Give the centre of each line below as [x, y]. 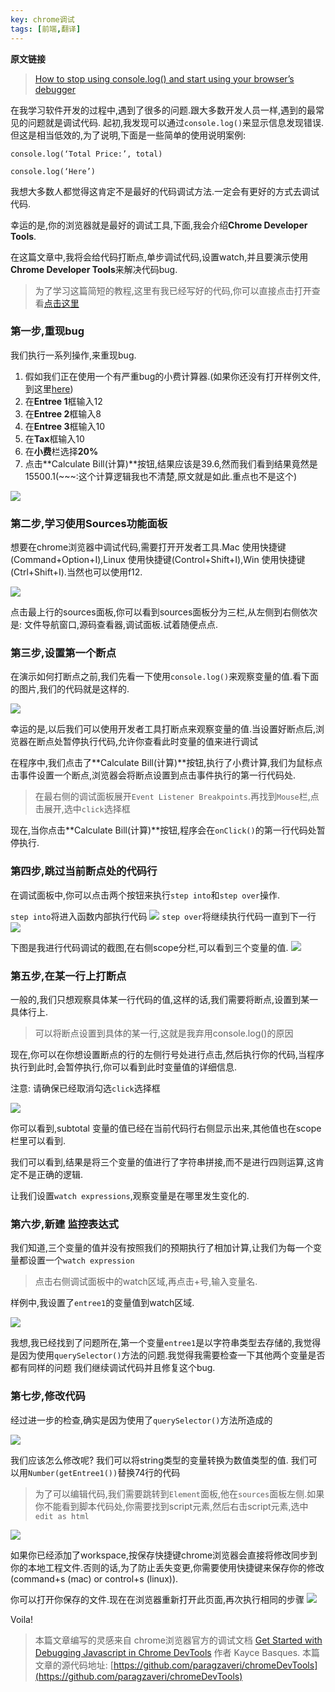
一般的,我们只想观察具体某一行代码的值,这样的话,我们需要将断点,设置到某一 [164, 999]
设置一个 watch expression [81, 1260]
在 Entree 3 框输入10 [65, 426]
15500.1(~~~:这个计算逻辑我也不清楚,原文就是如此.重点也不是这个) [161, 476]
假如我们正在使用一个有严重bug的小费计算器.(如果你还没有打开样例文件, [173, 376]
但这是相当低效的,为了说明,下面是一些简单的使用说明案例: [128, 135]
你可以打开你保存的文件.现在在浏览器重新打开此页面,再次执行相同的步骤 [157, 1599]
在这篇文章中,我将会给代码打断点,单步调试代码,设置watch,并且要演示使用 [159, 257]
